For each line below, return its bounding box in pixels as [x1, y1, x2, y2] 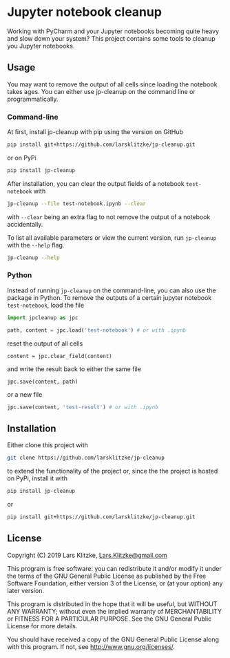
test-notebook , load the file [7, 301, 85, 309]
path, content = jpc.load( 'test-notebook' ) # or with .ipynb [7, 326, 187, 334]
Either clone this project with [7, 441, 88, 449]
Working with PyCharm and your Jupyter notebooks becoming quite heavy [7, 27, 219, 35]
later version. [7, 586, 45, 594]
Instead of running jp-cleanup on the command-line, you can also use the [7, 286, 216, 294]
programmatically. [7, 95, 59, 103]
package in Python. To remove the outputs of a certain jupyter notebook [7, 293, 212, 301]
